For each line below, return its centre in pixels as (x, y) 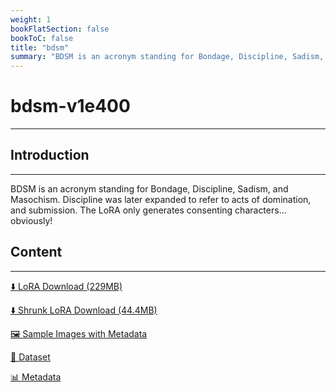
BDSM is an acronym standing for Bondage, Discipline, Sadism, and (149, 188)
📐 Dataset (30, 357)
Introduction (50, 155)
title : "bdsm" (40, 47)
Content (36, 252)
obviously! (31, 220)
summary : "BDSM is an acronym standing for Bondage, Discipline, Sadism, (167, 57)
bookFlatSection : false (60, 29)
